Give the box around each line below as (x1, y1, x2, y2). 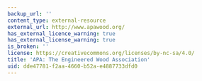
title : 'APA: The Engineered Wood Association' (7, 56, 151, 63)
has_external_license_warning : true (7, 37, 116, 44)
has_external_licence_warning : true (7, 30, 116, 37)
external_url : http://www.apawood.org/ (7, 23, 125, 30)
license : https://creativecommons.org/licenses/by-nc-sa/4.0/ (7, 50, 195, 57)
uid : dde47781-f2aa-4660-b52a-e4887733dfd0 (7, 63, 138, 70)
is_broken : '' (7, 43, 50, 50)
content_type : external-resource (7, 17, 106, 24)
